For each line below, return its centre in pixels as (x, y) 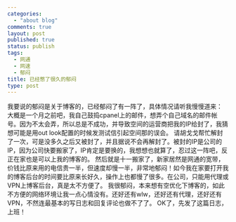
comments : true (29, 27)
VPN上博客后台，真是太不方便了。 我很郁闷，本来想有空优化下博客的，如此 (116, 185)
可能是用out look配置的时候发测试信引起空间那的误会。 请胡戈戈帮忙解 (115, 133)
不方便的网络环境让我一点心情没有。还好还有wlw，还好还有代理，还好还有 (115, 195)
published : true (31, 40)
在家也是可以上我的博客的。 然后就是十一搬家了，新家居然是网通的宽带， (119, 159)
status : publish (31, 46)
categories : (25, 14)
